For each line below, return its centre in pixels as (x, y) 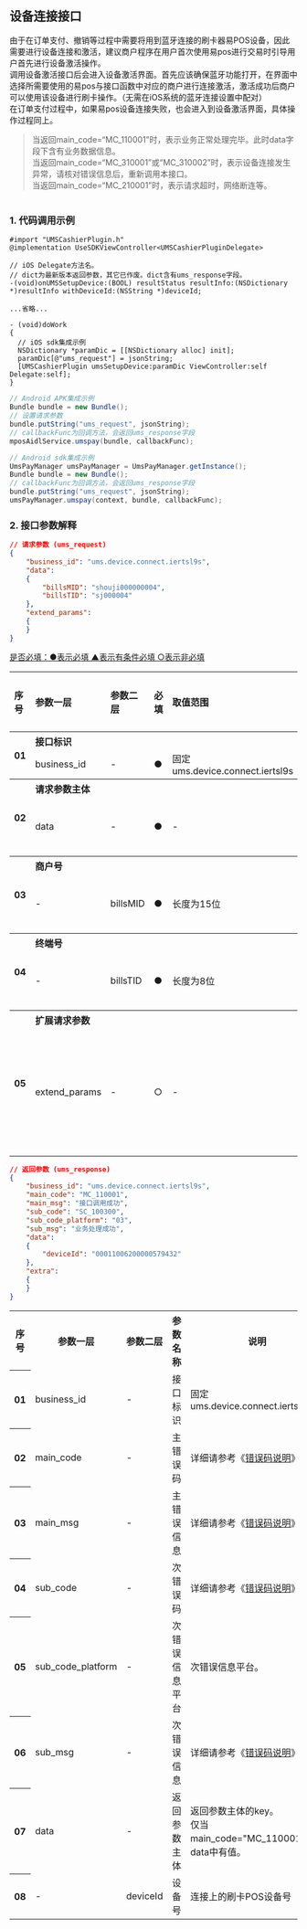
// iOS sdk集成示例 (52, 343)
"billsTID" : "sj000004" (87, 596)
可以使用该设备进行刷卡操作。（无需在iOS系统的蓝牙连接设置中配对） (138, 97)
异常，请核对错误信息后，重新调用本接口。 (112, 174)
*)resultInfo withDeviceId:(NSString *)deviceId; (106, 291)
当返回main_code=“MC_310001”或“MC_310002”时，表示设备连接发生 (161, 162)
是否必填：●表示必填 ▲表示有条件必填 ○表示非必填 (107, 657)
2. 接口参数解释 (43, 525)
